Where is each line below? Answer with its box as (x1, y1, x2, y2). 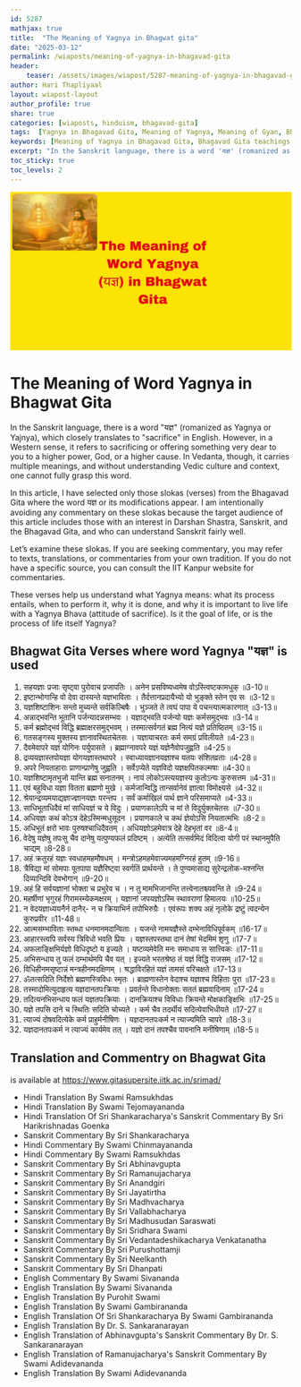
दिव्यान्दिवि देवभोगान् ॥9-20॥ (22, 873, 109, 884)
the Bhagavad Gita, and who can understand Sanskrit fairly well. (10, 527, 247, 537)
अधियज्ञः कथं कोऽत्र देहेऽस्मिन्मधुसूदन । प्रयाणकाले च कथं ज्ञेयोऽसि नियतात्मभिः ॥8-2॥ (22, 812, 265, 823)
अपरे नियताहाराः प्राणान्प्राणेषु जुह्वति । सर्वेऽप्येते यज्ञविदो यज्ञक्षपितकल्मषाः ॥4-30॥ (22, 762, 251, 773)
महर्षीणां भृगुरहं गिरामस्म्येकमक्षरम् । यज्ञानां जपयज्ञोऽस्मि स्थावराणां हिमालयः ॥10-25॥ (22, 893, 261, 903)
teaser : (26, 72, 54, 81)
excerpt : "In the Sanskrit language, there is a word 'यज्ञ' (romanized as (10, 147, 291, 156)
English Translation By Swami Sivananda (22, 1281, 173, 1293)
